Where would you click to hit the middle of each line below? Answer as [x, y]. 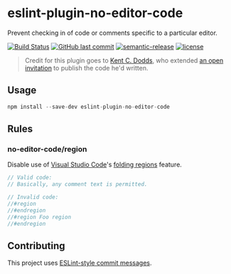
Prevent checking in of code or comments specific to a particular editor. [113, 33]
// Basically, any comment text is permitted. [77, 184]
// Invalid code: [33, 197]
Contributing [36, 246]
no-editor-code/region [47, 149]
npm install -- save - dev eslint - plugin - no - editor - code [89, 107]
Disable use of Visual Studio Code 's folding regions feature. [95, 164]
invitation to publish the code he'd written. [86, 68]
